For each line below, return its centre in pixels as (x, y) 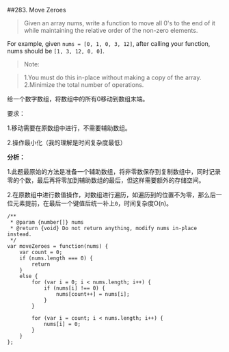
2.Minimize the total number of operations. (84, 85)
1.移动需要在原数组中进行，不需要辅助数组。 (69, 128)
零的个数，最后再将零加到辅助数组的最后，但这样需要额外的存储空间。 (106, 180)
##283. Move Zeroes (37, 10)
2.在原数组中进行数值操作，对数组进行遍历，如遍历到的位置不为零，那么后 (112, 195)
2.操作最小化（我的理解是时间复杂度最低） (67, 142)
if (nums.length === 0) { (56, 258)
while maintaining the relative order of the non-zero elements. (111, 30)
